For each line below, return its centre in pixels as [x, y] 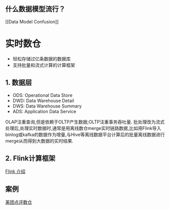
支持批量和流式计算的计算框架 [44, 65]
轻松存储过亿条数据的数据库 [42, 59]
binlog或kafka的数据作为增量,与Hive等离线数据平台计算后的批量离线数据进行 [85, 134]
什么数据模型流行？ [35, 9]
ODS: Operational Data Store [42, 95]
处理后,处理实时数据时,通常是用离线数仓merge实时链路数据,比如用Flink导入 [83, 128]
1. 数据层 [19, 83]
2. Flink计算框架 [30, 158]
